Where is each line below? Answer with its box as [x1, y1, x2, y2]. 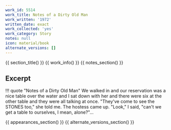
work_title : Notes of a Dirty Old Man [5, 12, 88, 17]
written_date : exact [5, 21, 50, 27]
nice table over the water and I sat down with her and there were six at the [5, 93, 162, 99]
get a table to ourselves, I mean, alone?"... [5, 109, 94, 115]
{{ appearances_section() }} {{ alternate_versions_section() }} [5, 119, 135, 125]
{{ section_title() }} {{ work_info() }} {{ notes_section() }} [5, 59, 124, 65]
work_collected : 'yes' [5, 27, 54, 32]
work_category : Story [5, 31, 52, 36]
